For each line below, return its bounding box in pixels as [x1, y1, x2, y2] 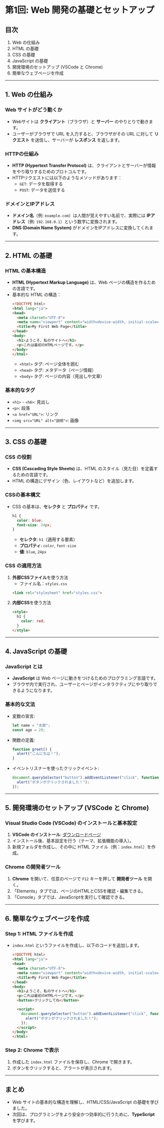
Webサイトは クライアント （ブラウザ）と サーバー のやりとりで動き [12, 118, 149, 124]
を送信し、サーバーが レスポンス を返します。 [30, 137, 123, 143]
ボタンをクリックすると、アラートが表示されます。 [12, 1065, 115, 1071]
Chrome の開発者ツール [5, 863, 61, 870]
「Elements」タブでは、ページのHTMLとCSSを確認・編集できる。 [12, 888, 145, 894]
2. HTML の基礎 [5, 251, 52, 260]
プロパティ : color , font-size [19, 543, 77, 549]
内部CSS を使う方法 [12, 600, 51, 606]
